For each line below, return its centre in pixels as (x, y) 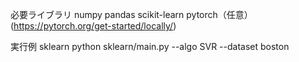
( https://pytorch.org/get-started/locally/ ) (93, 26)
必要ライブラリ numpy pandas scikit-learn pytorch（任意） (131, 14)
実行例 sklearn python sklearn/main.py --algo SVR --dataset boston (150, 46)
